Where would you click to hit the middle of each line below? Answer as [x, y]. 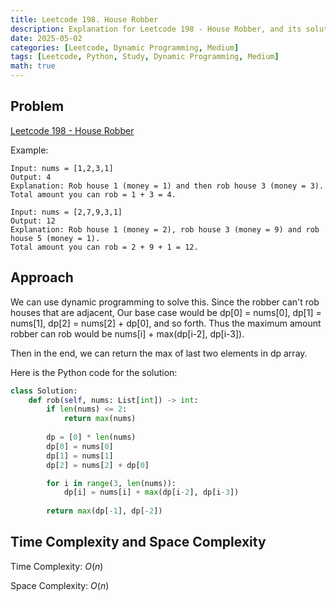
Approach [42, 277]
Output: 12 [33, 221]
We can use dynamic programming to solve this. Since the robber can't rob [165, 302]
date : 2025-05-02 [46, 38]
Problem [37, 106]
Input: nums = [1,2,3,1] [62, 168]
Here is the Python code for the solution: [94, 372]
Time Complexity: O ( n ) [57, 566]
